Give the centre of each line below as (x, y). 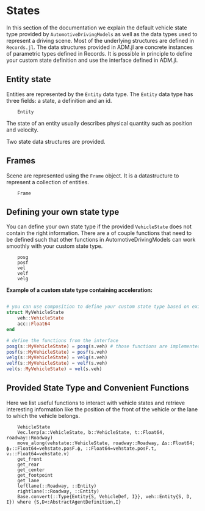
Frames (21, 161)
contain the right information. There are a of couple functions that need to (99, 233)
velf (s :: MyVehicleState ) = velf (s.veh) (57, 364)
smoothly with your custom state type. (55, 246)
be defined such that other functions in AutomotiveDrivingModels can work (101, 240)
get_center (31, 470)
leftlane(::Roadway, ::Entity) (57, 486)
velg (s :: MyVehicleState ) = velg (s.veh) (57, 358)
